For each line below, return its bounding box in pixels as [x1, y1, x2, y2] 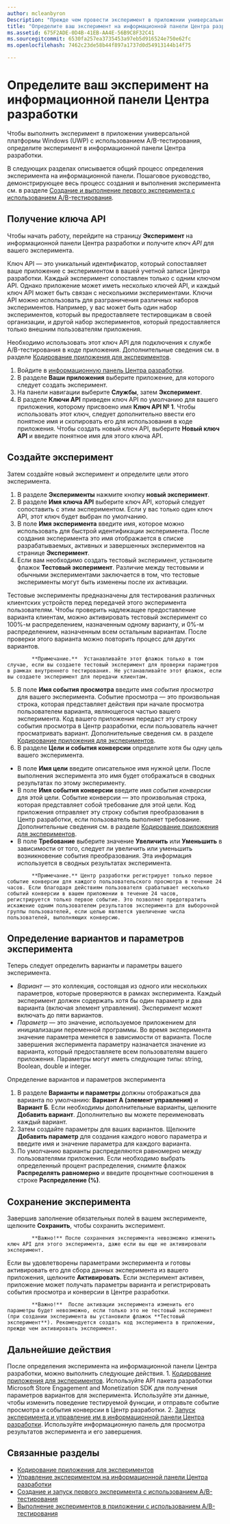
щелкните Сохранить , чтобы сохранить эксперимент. [7, 1222, 166, 1230]
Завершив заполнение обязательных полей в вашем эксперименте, [7, 1214, 207, 1222]
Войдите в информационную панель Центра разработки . [16, 366, 184, 374]
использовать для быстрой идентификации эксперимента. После [16, 527, 210, 535]
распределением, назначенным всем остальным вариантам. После [7, 627, 207, 636]
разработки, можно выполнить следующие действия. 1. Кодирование [7, 1369, 212, 1377]
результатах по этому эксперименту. [16, 779, 127, 787]
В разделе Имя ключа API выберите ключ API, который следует [16, 498, 205, 506]
